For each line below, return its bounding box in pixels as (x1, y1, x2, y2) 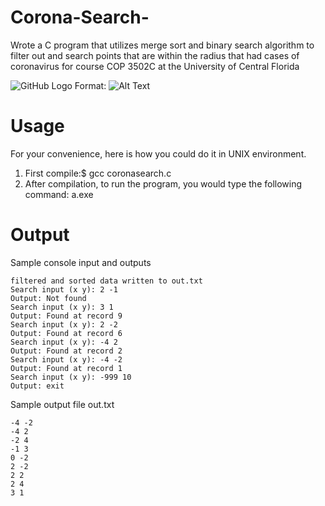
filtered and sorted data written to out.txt (10, 276, 203, 286)
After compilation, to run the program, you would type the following (24, 177, 303, 190)
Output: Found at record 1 (10, 363, 123, 373)
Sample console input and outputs (10, 256, 152, 268)
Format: (74, 79, 107, 91)
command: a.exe (24, 188, 94, 200)
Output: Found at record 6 (10, 328, 123, 338)
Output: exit (10, 381, 65, 391)
